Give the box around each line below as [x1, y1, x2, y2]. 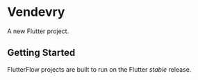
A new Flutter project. [7, 27, 69, 35]
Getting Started [7, 47, 76, 59]
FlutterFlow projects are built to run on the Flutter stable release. [7, 65, 192, 73]
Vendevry [7, 4, 65, 20]
